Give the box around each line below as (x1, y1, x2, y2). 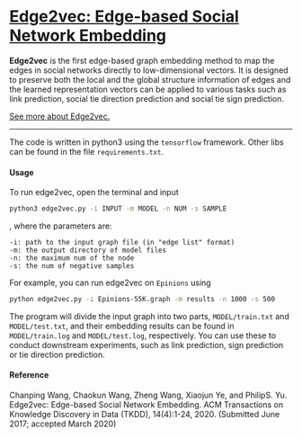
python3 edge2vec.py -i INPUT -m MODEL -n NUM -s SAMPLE (9, 204, 227, 213)
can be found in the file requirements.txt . (9, 146, 164, 156)
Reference (9, 370, 49, 380)
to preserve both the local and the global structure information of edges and (9, 74, 291, 85)
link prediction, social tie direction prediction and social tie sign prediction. (9, 93, 285, 104)
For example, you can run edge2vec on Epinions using (9, 277, 211, 289)
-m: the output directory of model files (9, 246, 167, 255)
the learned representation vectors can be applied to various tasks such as (9, 84, 287, 94)
